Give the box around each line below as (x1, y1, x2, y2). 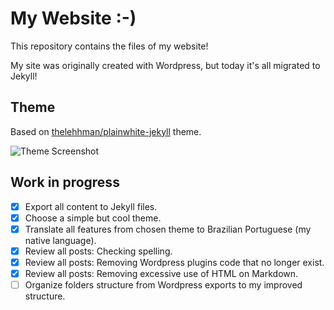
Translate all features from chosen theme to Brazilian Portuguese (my (24, 223, 312, 235)
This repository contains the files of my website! (10, 40, 209, 52)
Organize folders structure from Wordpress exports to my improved (24, 278, 303, 291)
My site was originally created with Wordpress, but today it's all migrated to (10, 59, 321, 71)
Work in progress (10, 174, 120, 191)
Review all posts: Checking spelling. (24, 245, 173, 257)
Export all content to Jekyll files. (24, 200, 158, 212)
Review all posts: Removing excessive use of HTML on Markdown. (24, 267, 299, 279)
